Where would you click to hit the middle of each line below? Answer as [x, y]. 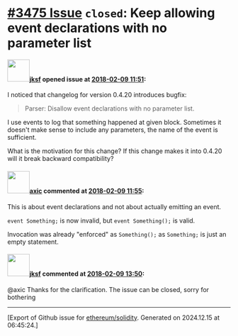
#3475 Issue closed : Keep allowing [111, 13]
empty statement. [33, 242]
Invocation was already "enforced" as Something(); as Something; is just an [117, 234]
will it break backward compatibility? [61, 159]
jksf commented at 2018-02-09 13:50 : [87, 274]
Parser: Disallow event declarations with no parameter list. [109, 108]
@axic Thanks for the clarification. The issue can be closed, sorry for [108, 289]
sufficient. [22, 138]
